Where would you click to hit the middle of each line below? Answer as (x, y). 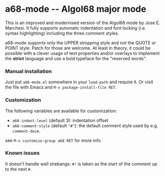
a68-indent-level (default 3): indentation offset (60, 120)
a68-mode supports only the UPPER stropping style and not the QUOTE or (81, 42)
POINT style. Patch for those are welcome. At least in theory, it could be (78, 48)
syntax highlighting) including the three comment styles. (62, 33)
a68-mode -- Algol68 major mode (76, 9)
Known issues (22, 153)
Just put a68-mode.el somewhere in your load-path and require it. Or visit (79, 82)
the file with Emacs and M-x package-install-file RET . (61, 87)
